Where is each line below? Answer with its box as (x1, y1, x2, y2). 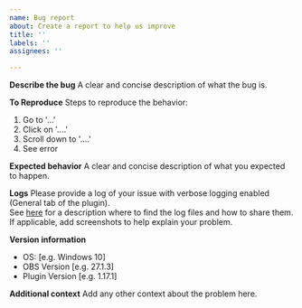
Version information (9, 234, 87, 245)
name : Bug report (9, 13, 75, 23)
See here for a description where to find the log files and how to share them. (9, 207, 294, 218)
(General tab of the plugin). (9, 198, 110, 209)
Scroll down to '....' (22, 134, 92, 145)
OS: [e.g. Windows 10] (22, 252, 106, 263)
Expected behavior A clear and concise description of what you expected (9, 161, 286, 172)
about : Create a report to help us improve (9, 22, 176, 31)
